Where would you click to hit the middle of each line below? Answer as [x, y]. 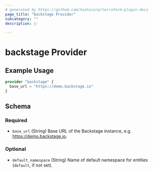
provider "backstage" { [30, 82]
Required [16, 120]
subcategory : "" [22, 19]
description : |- [22, 23]
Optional [15, 149]
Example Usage [30, 70]
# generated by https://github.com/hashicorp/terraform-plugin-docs [77, 10]
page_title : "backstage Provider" [41, 14]
